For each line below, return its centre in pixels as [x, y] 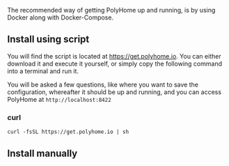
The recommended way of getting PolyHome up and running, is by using [111, 10]
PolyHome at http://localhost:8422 [59, 99]
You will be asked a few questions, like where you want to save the [103, 84]
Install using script [48, 39]
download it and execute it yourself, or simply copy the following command [115, 63]
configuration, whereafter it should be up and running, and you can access [114, 92]
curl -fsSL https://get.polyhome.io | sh [68, 132]
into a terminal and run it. [43, 71]
